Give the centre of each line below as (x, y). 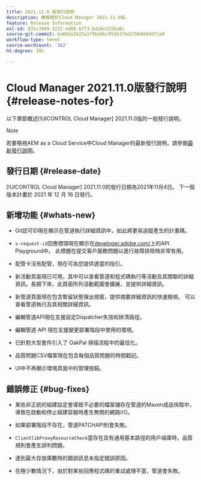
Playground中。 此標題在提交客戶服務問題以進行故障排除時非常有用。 (101, 251)
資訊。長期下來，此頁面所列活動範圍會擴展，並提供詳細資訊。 (91, 284)
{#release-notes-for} (60, 101)
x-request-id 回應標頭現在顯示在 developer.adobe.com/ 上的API (92, 244)
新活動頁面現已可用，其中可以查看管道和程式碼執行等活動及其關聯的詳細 (104, 277)
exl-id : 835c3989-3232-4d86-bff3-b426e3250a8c (65, 29)
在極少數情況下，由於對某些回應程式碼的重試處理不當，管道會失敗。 (99, 471)
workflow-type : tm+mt (33, 40)
